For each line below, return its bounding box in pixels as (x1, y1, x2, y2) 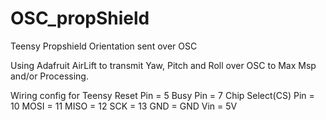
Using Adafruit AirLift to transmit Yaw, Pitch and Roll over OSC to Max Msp (10, 59, 317, 71)
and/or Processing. (10, 70, 89, 82)
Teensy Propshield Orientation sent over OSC (10, 40, 198, 52)
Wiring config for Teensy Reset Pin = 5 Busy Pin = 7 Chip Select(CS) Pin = (10, 89, 315, 101)
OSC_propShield (10, 7, 150, 30)
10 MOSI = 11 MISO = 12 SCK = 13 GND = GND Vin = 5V (10, 100, 238, 112)
